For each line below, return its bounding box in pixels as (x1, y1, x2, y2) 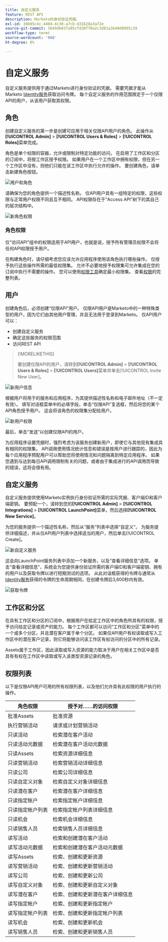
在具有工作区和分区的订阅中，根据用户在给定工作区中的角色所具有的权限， (5, 618, 158, 624)
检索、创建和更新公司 (52, 872, 103, 879)
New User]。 (17, 373, 44, 379)
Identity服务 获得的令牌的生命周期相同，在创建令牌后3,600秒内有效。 (5, 577, 146, 583)
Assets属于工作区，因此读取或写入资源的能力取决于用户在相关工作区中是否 (5, 647, 159, 653)
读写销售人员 (7, 928, 38, 935)
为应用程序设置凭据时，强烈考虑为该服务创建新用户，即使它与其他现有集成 (5, 439, 158, 445)
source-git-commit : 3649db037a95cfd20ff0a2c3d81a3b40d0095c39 (5, 26, 137, 31)
